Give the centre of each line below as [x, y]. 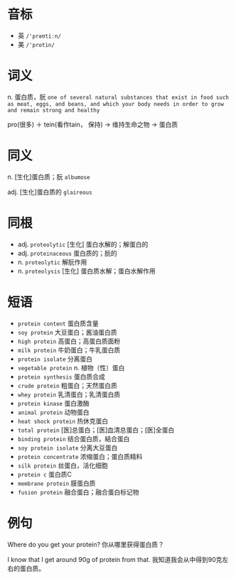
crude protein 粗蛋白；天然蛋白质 [67, 385]
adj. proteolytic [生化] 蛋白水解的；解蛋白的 [83, 244]
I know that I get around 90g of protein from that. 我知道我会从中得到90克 [115, 559]
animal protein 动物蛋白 [53, 412]
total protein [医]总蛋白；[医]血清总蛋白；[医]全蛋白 [96, 430]
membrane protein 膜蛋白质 [57, 483]
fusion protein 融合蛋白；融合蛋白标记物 [78, 492]
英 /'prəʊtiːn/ [39, 36]
